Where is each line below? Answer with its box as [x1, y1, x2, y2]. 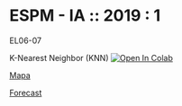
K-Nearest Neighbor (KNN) [9, 52, 110, 63]
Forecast [9, 87, 42, 98]
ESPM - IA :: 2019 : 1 [9, 5, 161, 26]
